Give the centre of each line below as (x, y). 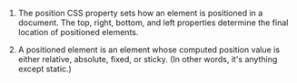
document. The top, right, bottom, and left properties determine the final (153, 23)
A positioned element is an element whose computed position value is (148, 50)
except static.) (45, 69)
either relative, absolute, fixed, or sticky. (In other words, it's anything (148, 59)
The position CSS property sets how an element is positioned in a (140, 13)
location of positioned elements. (78, 32)
